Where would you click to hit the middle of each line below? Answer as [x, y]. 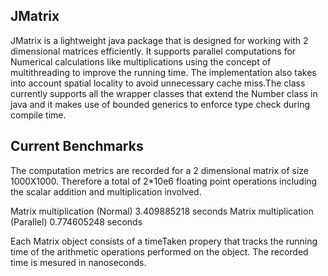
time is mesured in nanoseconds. [78, 262]
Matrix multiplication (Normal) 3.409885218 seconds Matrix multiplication [162, 211]
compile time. [38, 115]
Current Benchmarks [77, 146]
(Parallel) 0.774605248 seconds [76, 221]
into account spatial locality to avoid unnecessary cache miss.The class [158, 83]
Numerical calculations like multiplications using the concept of [141, 61]
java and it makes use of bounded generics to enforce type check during [160, 104]
